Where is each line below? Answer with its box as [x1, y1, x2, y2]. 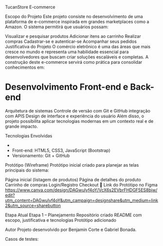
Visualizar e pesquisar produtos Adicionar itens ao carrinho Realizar [5, 34, 141, 39]
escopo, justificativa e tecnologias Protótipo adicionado [5, 217, 117, 223]
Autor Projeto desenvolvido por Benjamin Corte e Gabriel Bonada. [5, 227, 137, 232]
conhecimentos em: [5, 64, 45, 70]
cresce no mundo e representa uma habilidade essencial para [5, 49, 129, 55]
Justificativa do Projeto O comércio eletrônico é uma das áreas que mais [5, 44, 151, 49]
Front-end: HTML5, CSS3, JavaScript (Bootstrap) [12, 147, 110, 153]
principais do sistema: [5, 167, 50, 173]
